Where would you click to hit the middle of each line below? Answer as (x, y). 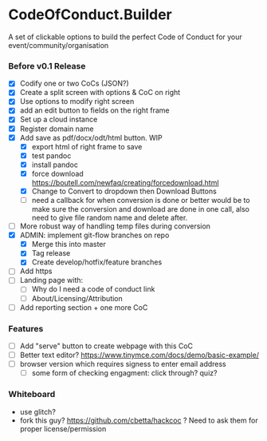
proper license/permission (63, 428)
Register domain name (57, 129)
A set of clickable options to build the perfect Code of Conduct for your (126, 37)
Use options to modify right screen (77, 101)
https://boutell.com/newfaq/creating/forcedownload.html (125, 182)
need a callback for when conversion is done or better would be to (141, 200)
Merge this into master (69, 244)
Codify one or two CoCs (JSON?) (74, 83)
